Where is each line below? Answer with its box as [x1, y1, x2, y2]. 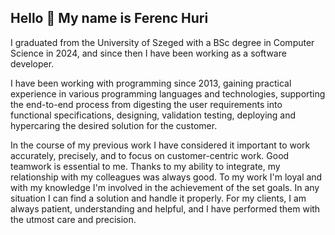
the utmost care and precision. [10, 213, 137, 225]
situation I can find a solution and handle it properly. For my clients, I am [10, 192, 307, 204]
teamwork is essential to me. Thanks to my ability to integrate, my [10, 160, 281, 172]
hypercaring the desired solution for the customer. [10, 119, 218, 131]
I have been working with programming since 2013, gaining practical [10, 77, 292, 89]
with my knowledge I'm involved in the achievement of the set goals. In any [10, 181, 320, 193]
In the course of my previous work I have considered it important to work [10, 139, 311, 151]
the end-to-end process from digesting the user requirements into [10, 98, 283, 110]
